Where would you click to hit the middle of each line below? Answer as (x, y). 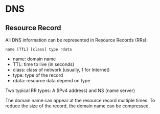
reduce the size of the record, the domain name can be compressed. (78, 106)
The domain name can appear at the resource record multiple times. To (80, 100)
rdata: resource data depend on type (51, 81)
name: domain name (34, 59)
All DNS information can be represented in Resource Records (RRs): (77, 40)
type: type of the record (38, 75)
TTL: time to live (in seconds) (43, 64)
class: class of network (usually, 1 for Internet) (61, 70)
